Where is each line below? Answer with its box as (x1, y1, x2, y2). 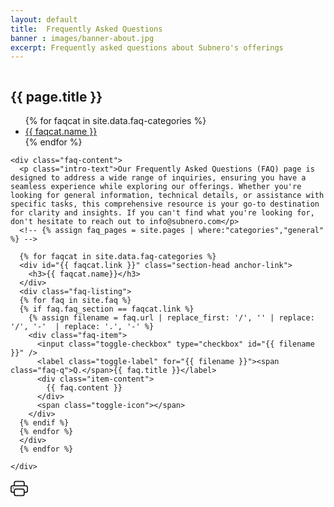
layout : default (10, 14, 78, 25)
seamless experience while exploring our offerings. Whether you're (10, 182, 302, 192)
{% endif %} (19, 418, 70, 428)
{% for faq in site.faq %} (19, 296, 132, 306)
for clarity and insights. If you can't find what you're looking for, (10, 208, 315, 218)
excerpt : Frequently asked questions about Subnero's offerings (10, 42, 284, 53)
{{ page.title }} (10, 88, 103, 105)
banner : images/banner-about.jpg (10, 33, 155, 43)
